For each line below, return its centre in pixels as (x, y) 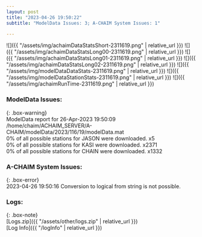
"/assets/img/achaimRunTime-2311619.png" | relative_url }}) (80, 84)
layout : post (23, 12)
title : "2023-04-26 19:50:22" (44, 17)
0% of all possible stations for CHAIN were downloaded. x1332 (84, 151)
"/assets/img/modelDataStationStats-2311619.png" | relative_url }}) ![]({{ (96, 77)
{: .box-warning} (27, 113)
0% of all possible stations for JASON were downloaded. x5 (80, 138)
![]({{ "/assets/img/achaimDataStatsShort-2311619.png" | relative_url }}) (95, 45)
